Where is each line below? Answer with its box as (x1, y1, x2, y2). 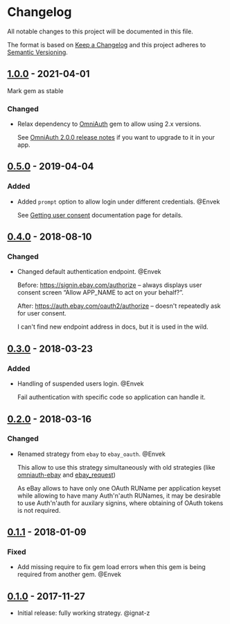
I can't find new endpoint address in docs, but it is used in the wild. (17, 322, 209, 331)
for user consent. (17, 309, 67, 318)
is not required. (17, 506, 61, 514)
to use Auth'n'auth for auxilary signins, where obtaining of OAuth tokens (17, 498, 224, 507)
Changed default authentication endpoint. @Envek (17, 268, 161, 276)
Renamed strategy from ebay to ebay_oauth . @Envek (17, 450, 166, 458)
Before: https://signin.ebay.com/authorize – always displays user (17, 281, 202, 289)
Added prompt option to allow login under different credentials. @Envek (17, 197, 220, 206)
